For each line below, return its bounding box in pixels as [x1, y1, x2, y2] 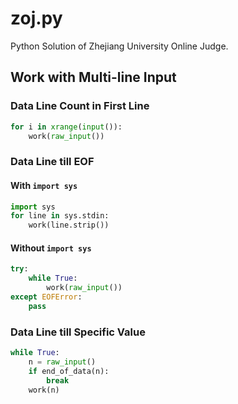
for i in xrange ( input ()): [10, 122, 123, 132]
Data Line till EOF [10, 155, 95, 169]
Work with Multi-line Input [10, 69, 177, 86]
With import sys [10, 179, 78, 191]
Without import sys [10, 242, 92, 254]
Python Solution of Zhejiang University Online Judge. [10, 40, 229, 52]
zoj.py [10, 7, 63, 30]
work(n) [28, 385, 60, 395]
